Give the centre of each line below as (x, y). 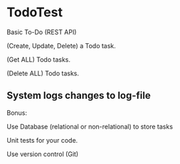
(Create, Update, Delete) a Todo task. (62, 45)
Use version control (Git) (43, 154)
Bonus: (17, 113)
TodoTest (35, 12)
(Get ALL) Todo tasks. (39, 59)
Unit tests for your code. (42, 140)
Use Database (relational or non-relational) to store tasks (90, 126)
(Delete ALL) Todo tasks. (43, 73)
